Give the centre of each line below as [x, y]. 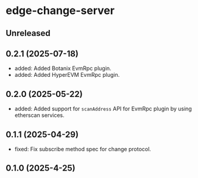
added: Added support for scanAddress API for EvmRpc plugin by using [103, 109]
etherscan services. [39, 115]
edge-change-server [60, 11]
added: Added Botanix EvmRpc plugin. [63, 68]
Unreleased [28, 33]
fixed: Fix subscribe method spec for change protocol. [83, 149]
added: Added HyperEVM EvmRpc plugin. [67, 75]
